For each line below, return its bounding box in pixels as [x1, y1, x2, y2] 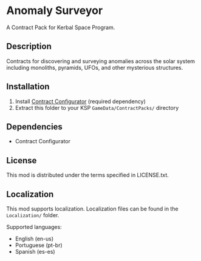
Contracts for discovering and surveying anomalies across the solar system [6, 57, 196, 64]
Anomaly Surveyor [6, 4, 103, 18]
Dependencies [6, 121, 63, 132]
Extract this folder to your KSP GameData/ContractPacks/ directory [15, 104, 179, 111]
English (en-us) [15, 235, 54, 242]
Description [6, 41, 52, 52]
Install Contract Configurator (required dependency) [15, 98, 146, 105]
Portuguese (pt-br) [15, 242, 63, 249]
